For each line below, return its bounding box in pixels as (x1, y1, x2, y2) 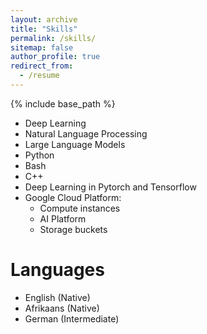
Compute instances (39, 202, 121, 214)
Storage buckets (39, 223, 108, 235)
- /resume (19, 71, 60, 81)
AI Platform (39, 212, 87, 225)
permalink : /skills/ (10, 33, 97, 43)
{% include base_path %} (10, 97, 116, 110)
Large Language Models (24, 138, 126, 150)
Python (24, 149, 55, 161)
